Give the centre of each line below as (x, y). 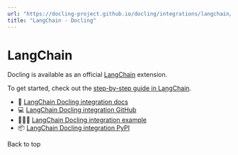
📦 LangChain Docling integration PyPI (73, 128)
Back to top (24, 144)
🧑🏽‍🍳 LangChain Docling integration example (82, 120)
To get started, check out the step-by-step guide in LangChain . (100, 88)
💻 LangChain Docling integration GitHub (77, 110)
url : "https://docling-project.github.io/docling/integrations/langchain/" (121, 14)
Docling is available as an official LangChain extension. (87, 75)
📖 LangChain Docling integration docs (73, 102)
